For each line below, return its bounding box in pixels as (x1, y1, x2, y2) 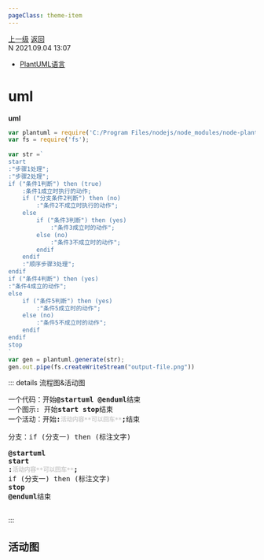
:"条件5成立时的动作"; (36, 304, 101, 312)
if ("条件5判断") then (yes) (22, 297, 113, 305)
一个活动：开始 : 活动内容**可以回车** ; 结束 (8, 415, 140, 424)
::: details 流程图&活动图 (8, 378, 86, 388)
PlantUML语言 (19, 59, 65, 69)
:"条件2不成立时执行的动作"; (36, 202, 119, 210)
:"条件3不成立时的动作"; (49, 238, 121, 247)
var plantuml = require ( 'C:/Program (8, 128, 128, 136)
